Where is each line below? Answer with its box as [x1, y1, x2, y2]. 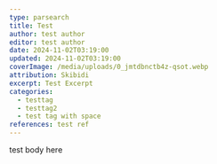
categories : [9, 87, 53, 96]
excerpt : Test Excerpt [9, 79, 93, 88]
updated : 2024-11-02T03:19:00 [9, 54, 122, 63]
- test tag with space [17, 112, 101, 121]
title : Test [9, 21, 53, 30]
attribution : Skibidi [9, 71, 90, 80]
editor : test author [9, 37, 86, 47]
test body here [9, 144, 63, 155]
